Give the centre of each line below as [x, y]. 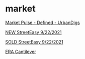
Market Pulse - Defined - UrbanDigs [42, 22]
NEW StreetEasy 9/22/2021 [33, 32]
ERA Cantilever [21, 51]
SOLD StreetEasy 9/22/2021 [34, 42]
